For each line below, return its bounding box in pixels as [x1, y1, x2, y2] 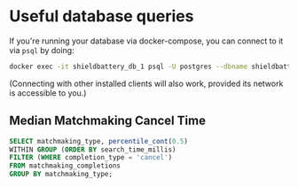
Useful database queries [9, 6, 194, 27]
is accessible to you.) [9, 87, 87, 98]
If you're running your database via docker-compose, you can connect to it [9, 35, 284, 46]
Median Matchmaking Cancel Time [9, 113, 207, 129]
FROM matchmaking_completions [9, 161, 122, 170]
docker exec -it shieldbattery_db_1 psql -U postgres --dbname [9, 62, 248, 71]
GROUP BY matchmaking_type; [9, 170, 114, 179]
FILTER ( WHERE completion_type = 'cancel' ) [9, 153, 173, 162]
